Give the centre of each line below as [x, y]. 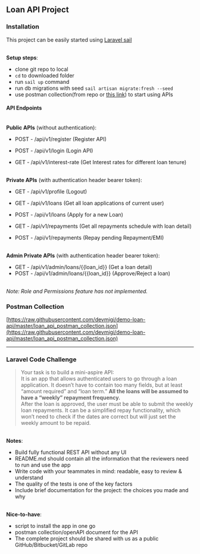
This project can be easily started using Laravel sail [69, 40]
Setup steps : [22, 57]
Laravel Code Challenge [41, 359]
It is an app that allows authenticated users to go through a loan [99, 379]
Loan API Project [38, 10]
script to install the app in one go [55, 526]
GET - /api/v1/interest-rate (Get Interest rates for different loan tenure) [101, 162]
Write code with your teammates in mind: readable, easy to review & [98, 471]
